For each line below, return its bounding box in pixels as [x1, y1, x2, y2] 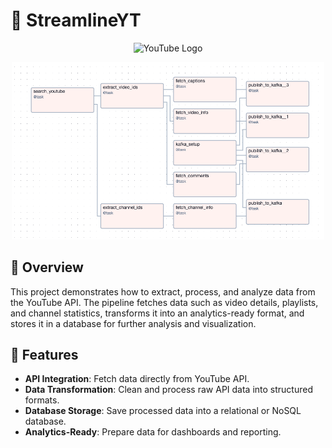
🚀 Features [10, 347, 79, 364]
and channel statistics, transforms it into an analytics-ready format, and [10, 307, 305, 319]
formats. [24, 394, 60, 406]
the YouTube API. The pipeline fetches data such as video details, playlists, [10, 296, 319, 308]
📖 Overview [10, 259, 84, 276]
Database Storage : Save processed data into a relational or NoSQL [24, 405, 302, 417]
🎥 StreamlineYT [10, 9, 142, 32]
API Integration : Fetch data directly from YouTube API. [24, 373, 250, 385]
